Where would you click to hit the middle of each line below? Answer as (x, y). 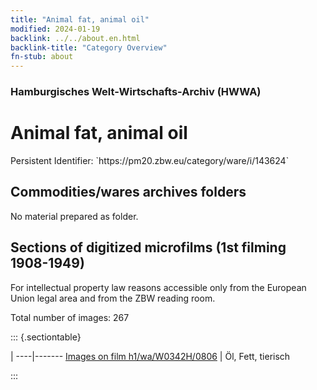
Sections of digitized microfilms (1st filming (148, 247)
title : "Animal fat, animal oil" (80, 19)
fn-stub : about (42, 57)
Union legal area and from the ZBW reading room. (113, 298)
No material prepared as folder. (74, 216)
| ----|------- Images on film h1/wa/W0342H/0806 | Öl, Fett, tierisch (150, 356)
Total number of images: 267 (70, 317)
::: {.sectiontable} (46, 337)
